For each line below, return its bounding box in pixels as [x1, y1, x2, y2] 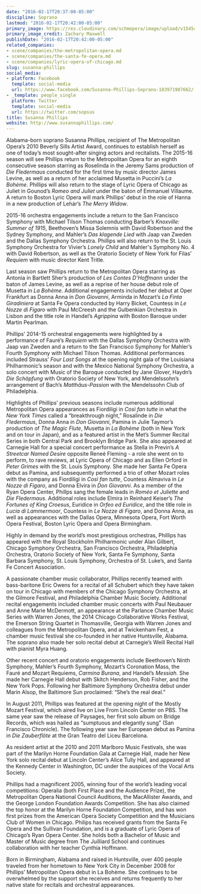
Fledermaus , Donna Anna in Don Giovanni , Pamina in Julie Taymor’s [6, 419, 173, 426]
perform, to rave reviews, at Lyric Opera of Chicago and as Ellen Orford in [6, 456, 188, 464]
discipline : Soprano [6, 14, 58, 20]
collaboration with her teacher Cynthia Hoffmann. [6, 844, 128, 851]
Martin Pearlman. [6, 319, 49, 326]
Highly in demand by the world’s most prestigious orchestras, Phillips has [6, 532, 187, 539]
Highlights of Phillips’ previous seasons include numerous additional [6, 399, 174, 407]
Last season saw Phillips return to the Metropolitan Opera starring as [6, 268, 176, 275]
